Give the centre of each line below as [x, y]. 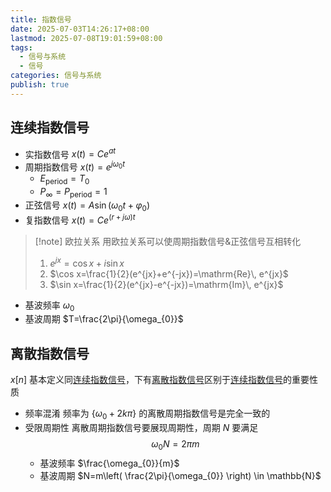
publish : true [40, 85]
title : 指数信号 [41, 19]
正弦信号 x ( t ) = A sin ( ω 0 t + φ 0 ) [87, 206]
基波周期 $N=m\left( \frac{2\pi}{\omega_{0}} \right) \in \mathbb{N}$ [180, 475]
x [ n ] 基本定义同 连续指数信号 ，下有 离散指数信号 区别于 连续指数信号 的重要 [160, 380]
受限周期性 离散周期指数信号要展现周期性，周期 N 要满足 [141, 427]
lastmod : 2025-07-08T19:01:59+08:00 [86, 38]
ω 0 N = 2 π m [175, 444]
